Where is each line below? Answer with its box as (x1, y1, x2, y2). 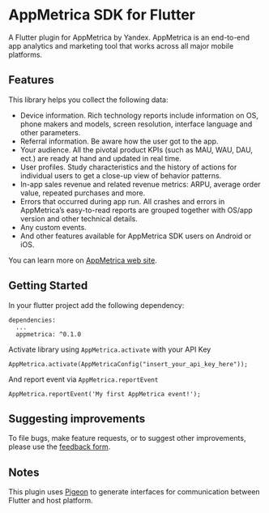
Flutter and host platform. (8, 496, 93, 506)
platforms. (8, 49, 43, 59)
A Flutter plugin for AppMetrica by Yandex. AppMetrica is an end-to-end (8, 32, 250, 42)
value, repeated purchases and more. (19, 188, 146, 198)
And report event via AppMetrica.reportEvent (8, 374, 159, 384)
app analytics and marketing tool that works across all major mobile (8, 41, 234, 50)
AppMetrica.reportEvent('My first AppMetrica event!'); (8, 390, 201, 398)
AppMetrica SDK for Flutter (8, 6, 196, 24)
